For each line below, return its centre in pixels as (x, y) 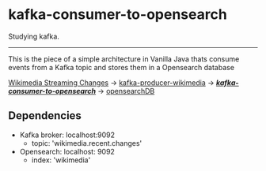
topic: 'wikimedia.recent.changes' (87, 143)
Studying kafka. (34, 36)
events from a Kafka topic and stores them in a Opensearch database (122, 67)
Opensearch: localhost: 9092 (67, 151)
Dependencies (45, 116)
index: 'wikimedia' (61, 160)
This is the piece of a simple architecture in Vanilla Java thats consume (124, 59)
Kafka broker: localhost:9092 (67, 135)
